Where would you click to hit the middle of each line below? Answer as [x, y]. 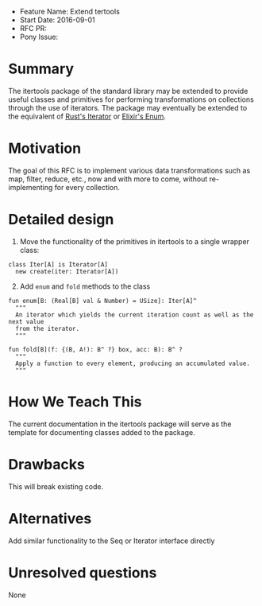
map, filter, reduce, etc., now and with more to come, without [108, 179]
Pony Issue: [39, 37]
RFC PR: [33, 28]
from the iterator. [48, 328]
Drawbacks [46, 464]
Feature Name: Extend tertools [70, 12]
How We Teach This [75, 402]
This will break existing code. [56, 486]
